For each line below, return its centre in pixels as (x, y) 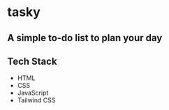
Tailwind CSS (36, 100)
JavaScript (33, 93)
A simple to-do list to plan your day (85, 38)
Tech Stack (32, 61)
